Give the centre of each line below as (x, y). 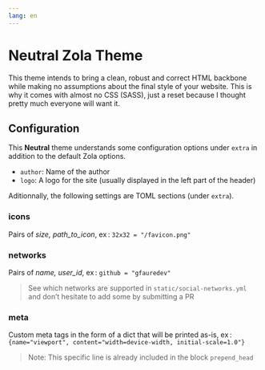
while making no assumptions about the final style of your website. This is (130, 86)
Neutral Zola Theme (76, 55)
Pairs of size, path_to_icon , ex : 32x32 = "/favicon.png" (100, 234)
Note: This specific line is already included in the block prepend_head (141, 357)
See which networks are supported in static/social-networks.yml (137, 288)
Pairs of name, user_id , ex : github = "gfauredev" (90, 272)
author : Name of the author (65, 172)
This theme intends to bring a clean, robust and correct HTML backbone (128, 78)
